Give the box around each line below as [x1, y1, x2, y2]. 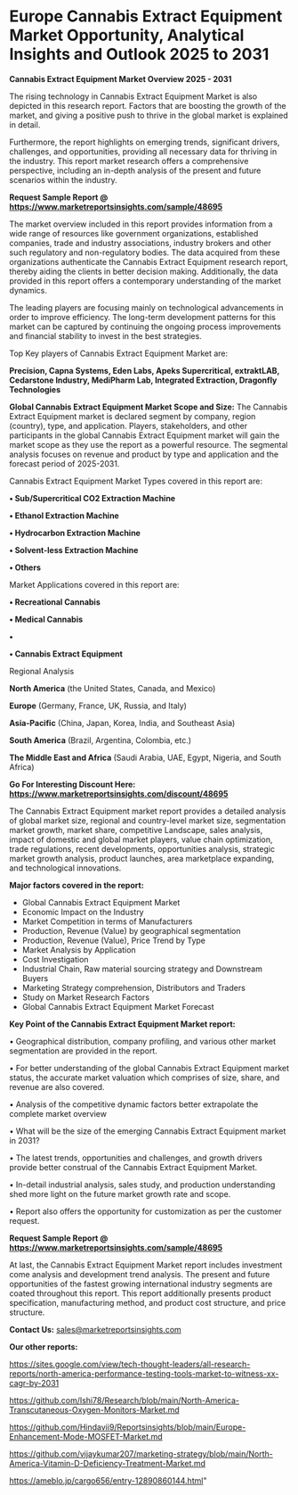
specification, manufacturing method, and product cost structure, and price [9, 1297, 286, 1308]
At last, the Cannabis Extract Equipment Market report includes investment [9, 1260, 283, 1270]
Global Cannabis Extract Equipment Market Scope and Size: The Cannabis [9, 401, 288, 412]
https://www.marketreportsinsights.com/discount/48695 [9, 788, 229, 799]
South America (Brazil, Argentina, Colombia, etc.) [9, 734, 192, 746]
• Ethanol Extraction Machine [9, 510, 120, 521]
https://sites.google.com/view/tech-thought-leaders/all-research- [9, 1359, 251, 1369]
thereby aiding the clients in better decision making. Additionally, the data [9, 266, 278, 277]
